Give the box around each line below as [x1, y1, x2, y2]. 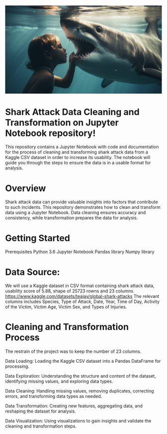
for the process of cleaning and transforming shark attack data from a [5, 149, 148, 155]
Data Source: [5, 266, 60, 278]
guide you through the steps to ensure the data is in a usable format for [5, 160, 151, 166]
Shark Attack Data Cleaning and [5, 106, 140, 118]
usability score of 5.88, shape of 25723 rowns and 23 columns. [5, 288, 135, 294]
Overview [5, 182, 46, 194]
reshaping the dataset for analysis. [5, 408, 76, 414]
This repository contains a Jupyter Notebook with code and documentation [5, 144, 159, 150]
